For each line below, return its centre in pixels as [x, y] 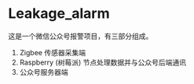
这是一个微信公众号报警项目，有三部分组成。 [81, 36]
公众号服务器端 [44, 72]
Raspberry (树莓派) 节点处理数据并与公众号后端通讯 [103, 62]
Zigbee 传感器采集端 [53, 52]
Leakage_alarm [59, 14]
